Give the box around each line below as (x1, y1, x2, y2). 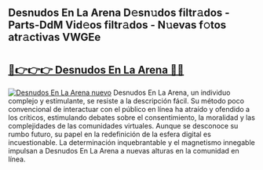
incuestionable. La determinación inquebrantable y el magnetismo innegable (8, 138, 255, 147)
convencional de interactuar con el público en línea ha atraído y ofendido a (8, 105, 250, 114)
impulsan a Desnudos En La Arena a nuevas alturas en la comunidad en (8, 146, 239, 155)
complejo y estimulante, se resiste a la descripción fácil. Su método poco (8, 96, 245, 105)
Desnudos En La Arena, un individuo (113, 88, 231, 97)
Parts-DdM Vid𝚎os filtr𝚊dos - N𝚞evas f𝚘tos (8, 19, 227, 32)
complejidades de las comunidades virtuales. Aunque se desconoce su (8, 121, 239, 130)
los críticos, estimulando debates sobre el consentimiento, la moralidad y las (8, 113, 255, 122)
